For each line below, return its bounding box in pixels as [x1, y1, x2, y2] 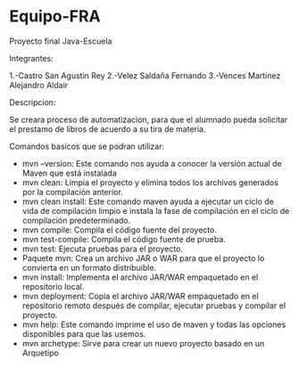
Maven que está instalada [21, 167, 118, 178]
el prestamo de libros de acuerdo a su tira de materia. [9, 123, 206, 135]
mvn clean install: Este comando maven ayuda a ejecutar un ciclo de [21, 196, 274, 207]
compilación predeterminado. [21, 215, 131, 225]
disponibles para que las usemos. [21, 328, 146, 339]
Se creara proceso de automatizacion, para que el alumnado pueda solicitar [9, 114, 288, 125]
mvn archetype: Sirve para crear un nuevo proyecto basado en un [21, 338, 265, 348]
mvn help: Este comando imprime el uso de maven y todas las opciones [21, 319, 287, 330]
